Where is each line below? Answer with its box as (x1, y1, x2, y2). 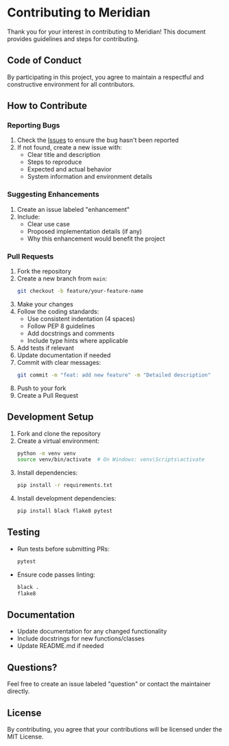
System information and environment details (27, 173, 153, 181)
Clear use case (27, 219, 70, 228)
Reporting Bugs (7, 121, 60, 130)
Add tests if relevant (16, 344, 74, 352)
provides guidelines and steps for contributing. (7, 34, 139, 43)
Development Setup (7, 411, 94, 423)
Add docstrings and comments (27, 329, 115, 337)
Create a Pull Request (16, 391, 79, 399)
